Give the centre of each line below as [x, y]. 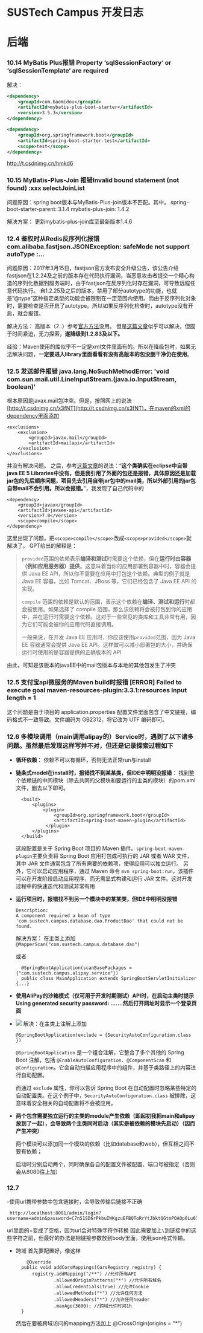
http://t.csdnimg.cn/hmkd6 [40, 163]
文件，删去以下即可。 [42, 788]
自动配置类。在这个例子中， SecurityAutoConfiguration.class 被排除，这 [106, 1095]
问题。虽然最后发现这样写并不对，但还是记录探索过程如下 [90, 745]
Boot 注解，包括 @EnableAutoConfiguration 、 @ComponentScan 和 [93, 1060]
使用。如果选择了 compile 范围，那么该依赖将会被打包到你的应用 [112, 609]
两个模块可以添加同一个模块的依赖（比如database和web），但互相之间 [102, 1144]
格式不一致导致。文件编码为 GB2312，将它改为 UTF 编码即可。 [90, 719]
